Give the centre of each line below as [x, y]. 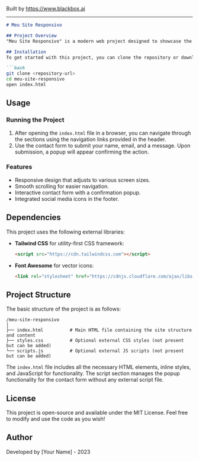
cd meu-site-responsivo [36, 79]
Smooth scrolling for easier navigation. [62, 186]
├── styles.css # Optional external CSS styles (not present [95, 341]
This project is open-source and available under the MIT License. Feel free [97, 413]
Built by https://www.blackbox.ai [46, 9]
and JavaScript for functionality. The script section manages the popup [93, 373]
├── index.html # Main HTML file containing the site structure [99, 330]
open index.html [26, 85]
